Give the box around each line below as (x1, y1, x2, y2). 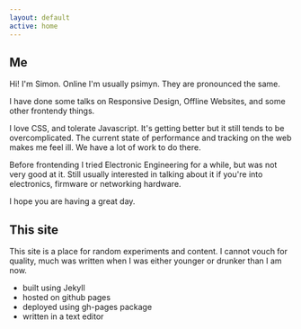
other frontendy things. (9, 105, 95, 117)
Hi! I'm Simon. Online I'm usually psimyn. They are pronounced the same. (9, 78, 281, 90)
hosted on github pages (22, 292, 111, 303)
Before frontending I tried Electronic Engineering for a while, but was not (9, 159, 278, 171)
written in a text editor (22, 311, 104, 322)
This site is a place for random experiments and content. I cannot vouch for (9, 246, 288, 257)
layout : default (9, 13, 70, 22)
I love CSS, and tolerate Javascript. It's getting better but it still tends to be (9, 123, 285, 134)
